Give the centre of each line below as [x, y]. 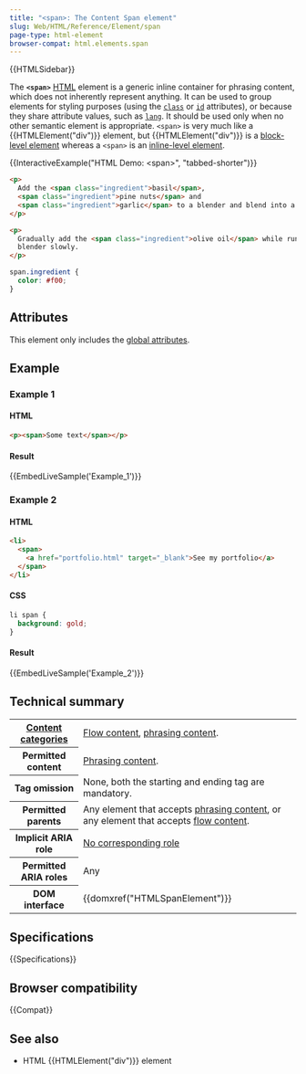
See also [34, 1039]
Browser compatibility [74, 988]
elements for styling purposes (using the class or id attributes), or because [151, 107]
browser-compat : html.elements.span [79, 43]
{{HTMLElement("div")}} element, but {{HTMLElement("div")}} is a [134, 136]
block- [272, 136]
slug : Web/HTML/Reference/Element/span [85, 26]
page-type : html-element [56, 35]
